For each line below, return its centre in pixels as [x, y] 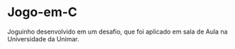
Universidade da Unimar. [43, 38]
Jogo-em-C [42, 12]
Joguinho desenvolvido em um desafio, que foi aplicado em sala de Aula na [117, 31]
